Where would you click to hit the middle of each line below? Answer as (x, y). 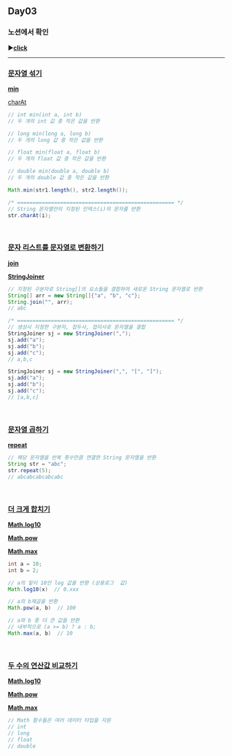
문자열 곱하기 (28, 429)
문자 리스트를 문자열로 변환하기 (56, 247)
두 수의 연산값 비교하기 (43, 666)
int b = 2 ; (23, 570)
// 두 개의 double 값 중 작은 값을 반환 (59, 178)
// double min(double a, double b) (59, 172)
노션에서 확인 (28, 32)
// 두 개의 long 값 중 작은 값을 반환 (55, 140)
